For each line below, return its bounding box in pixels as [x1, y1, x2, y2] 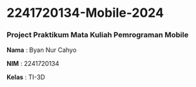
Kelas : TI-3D [6, 73, 46, 81]
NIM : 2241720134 [6, 60, 60, 68]
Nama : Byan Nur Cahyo [6, 46, 77, 54]
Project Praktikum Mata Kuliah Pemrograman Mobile [6, 30, 189, 40]
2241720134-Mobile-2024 [6, 5, 164, 21]
